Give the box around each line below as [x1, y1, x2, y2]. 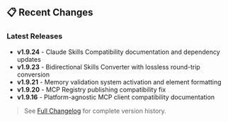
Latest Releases [6, 31, 63, 41]
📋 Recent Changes [6, 6, 93, 18]
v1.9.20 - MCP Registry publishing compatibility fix [16, 85, 166, 94]
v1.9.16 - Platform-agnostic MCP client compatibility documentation [16, 92, 215, 101]
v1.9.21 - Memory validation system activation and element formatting [16, 77, 222, 86]
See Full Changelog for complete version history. [23, 106, 167, 115]
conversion [16, 70, 50, 79]
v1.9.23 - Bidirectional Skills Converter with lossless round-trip [16, 62, 201, 71]
